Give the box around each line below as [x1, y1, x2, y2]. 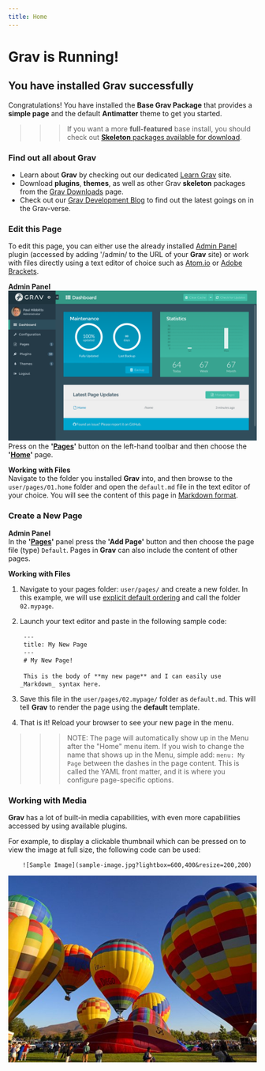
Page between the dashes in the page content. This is [66, 758, 240, 767]
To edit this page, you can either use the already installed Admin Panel [8, 241, 237, 251]
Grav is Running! [8, 47, 119, 66]
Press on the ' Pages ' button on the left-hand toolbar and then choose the [8, 441, 247, 451]
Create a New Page [8, 510, 83, 521]
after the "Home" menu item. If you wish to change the [66, 741, 244, 751]
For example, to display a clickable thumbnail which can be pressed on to [8, 837, 247, 846]
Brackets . [8, 267, 39, 276]
